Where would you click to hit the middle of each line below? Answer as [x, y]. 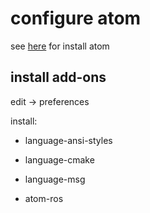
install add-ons [58, 77]
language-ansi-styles [68, 140]
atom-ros [44, 198]
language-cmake [59, 159]
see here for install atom [60, 46]
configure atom [76, 18]
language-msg [55, 179]
